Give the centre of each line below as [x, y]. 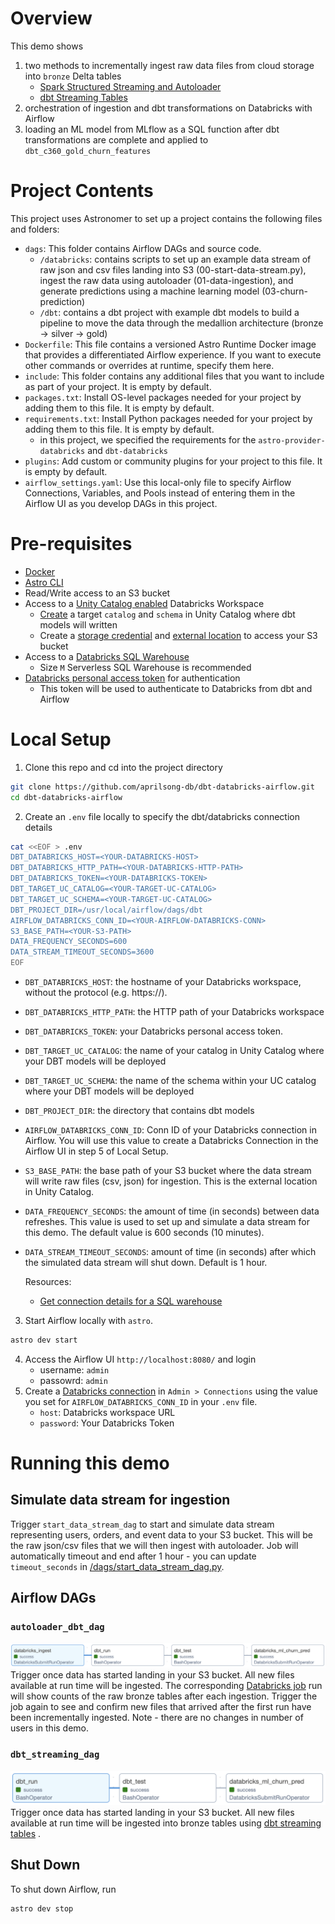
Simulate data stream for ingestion [120, 1500]
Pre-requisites [71, 544]
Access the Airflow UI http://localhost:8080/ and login [140, 1359]
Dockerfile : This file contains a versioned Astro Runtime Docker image [170, 344]
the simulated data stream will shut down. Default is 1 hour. [146, 1262]
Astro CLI [44, 582]
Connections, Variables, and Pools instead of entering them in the [160, 493]
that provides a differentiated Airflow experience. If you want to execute [173, 354]
